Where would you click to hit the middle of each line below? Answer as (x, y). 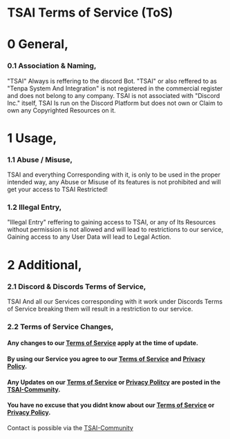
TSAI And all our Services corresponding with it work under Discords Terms (115, 301)
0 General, (38, 45)
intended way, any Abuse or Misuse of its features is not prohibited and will (114, 182)
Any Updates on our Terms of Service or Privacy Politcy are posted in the (114, 382)
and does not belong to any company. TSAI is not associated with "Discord (114, 95)
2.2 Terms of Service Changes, (60, 326)
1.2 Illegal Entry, (35, 207)
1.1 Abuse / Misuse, (40, 159)
